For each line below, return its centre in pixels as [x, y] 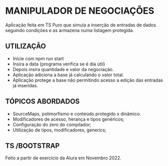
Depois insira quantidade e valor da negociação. [63, 69]
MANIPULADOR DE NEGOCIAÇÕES [80, 11]
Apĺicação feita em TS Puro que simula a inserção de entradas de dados [81, 25]
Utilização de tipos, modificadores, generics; [59, 130]
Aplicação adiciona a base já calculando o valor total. [68, 75]
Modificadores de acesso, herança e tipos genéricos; [68, 119]
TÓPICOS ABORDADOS [43, 102]
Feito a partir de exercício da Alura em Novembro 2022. [63, 158]
